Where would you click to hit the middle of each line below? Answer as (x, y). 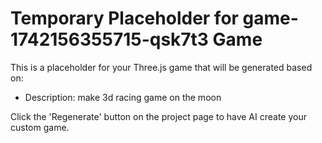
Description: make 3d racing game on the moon (123, 97)
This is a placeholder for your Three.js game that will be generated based (161, 67)
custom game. (40, 127)
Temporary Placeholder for (124, 18)
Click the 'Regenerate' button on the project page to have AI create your (159, 116)
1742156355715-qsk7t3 (109, 39)
